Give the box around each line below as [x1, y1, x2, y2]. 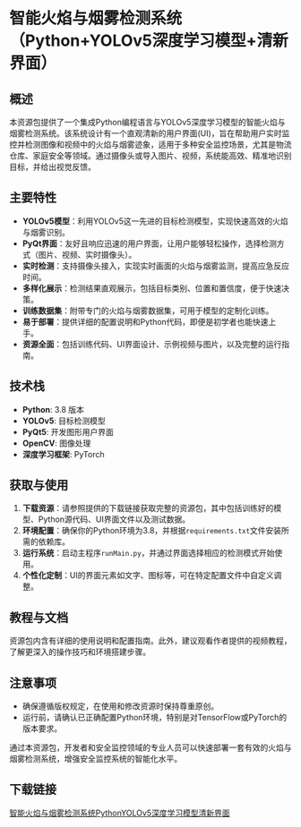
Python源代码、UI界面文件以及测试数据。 [38, 514, 191, 524]
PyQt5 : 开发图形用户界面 [21, 426, 114, 437]
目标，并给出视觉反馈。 [9, 162, 96, 172]
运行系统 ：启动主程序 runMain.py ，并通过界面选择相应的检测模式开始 [21, 548, 275, 558]
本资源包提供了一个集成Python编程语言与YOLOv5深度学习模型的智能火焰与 [9, 117, 286, 127]
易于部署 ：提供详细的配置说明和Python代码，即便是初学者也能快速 [21, 316, 269, 327]
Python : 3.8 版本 [21, 404, 85, 414]
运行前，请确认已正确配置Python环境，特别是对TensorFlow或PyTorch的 [21, 712, 288, 723]
